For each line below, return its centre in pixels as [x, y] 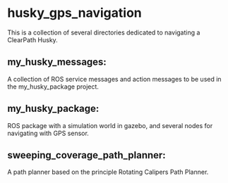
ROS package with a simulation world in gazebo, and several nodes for [110, 125]
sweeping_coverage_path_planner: [86, 155]
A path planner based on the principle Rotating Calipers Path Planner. [108, 172]
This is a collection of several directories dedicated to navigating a [104, 32]
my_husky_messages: [57, 62]
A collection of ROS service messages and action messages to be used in [114, 79]
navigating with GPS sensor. [48, 133]
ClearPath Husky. [32, 39]
